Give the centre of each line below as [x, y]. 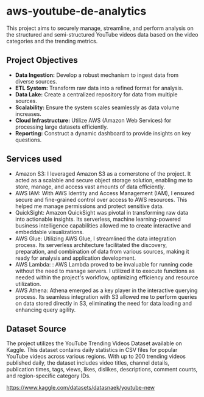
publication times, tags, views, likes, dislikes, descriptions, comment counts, [102, 370]
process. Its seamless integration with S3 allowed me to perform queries [106, 296]
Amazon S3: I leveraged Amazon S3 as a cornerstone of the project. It [103, 173]
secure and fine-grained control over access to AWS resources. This [101, 199]
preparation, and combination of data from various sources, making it [102, 251]
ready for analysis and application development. [76, 258]
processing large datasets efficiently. [62, 127]
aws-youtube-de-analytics [76, 11]
